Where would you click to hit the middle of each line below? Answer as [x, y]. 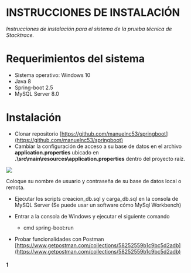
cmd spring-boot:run [49, 227]
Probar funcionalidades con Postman [59, 239]
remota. [16, 187]
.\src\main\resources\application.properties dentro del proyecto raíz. [100, 159]
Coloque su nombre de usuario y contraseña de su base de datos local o [94, 181]
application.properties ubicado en [57, 152]
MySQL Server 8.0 [37, 93]
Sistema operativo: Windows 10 [52, 75]
